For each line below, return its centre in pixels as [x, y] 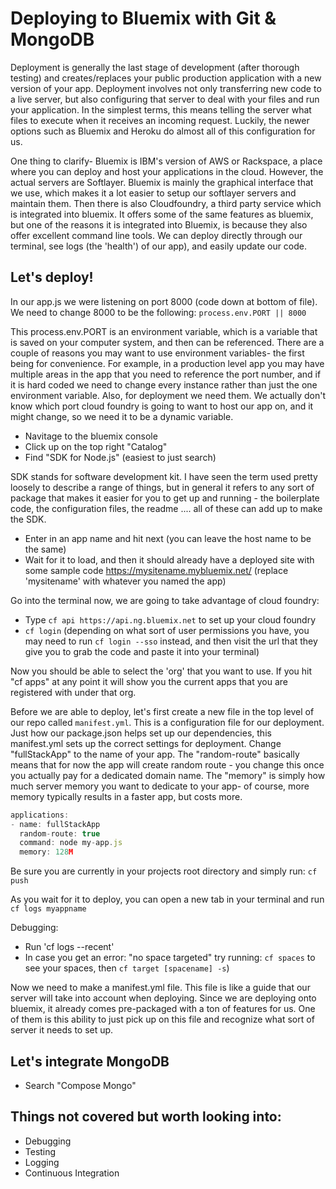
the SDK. [28, 519]
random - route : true [60, 833]
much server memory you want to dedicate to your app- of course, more [160, 786]
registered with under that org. [73, 692]
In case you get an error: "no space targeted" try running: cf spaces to [170, 958]
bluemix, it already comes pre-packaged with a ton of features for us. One [163, 1009]
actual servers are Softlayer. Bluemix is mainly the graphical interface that [162, 182]
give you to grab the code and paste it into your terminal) [142, 651]
